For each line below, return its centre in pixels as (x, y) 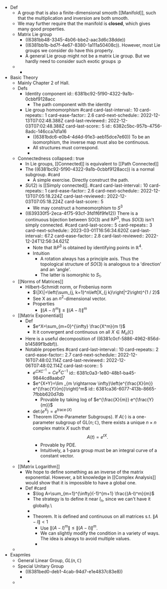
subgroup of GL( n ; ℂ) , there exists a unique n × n (106, 422)
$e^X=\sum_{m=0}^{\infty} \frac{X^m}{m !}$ (79, 326)
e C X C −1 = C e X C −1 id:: (54, 372)
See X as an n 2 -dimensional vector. (70, 298)
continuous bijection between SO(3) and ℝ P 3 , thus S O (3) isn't (90, 219)
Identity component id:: (49, 94)
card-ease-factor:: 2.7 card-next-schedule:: (71, 354)
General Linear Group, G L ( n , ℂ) (50, 561)
